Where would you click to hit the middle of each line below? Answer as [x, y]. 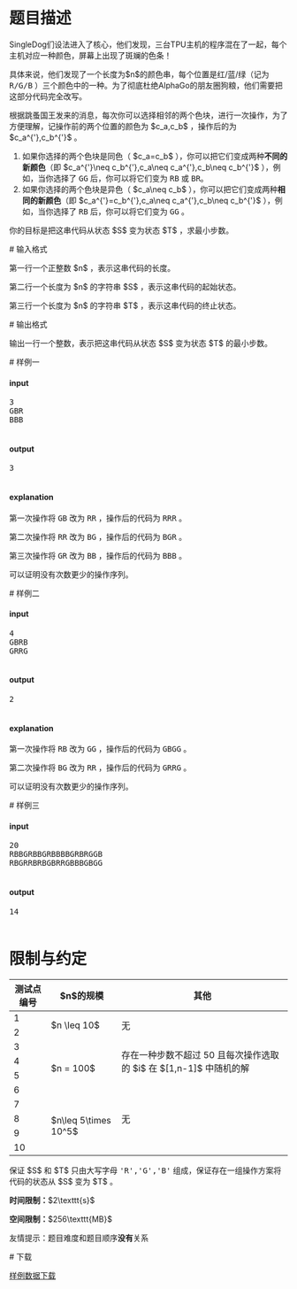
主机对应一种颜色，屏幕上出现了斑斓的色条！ [91, 55]
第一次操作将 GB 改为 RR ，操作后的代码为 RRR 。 [98, 518]
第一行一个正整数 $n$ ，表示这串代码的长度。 [92, 267]
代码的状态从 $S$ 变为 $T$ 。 [63, 1181]
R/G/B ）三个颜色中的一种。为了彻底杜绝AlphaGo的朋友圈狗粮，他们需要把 [146, 85]
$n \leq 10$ [75, 1025]
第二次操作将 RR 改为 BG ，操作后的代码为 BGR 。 [98, 536]
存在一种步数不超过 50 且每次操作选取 [200, 1054]
